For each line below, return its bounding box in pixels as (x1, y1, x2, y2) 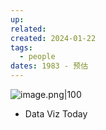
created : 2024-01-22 (10, 33, 97, 43)
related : (10, 24, 47, 34)
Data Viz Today (24, 108, 88, 120)
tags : (10, 42, 33, 53)
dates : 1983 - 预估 (10, 61, 89, 71)
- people (19, 52, 56, 62)
